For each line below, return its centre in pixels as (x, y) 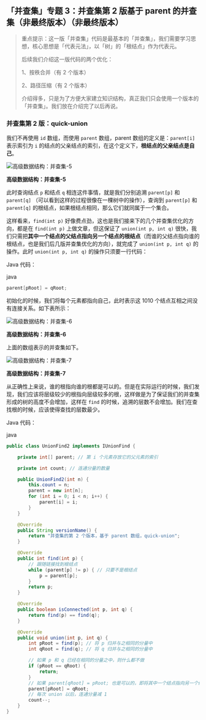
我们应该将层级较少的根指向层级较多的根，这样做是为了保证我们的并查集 (108, 394)
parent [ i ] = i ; (59, 502)
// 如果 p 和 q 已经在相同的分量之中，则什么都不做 (86, 660)
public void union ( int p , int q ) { (63, 638)
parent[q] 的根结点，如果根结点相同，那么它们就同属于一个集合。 (90, 208)
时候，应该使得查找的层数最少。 (63, 409)
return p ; (41, 587)
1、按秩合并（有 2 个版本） (55, 72)
